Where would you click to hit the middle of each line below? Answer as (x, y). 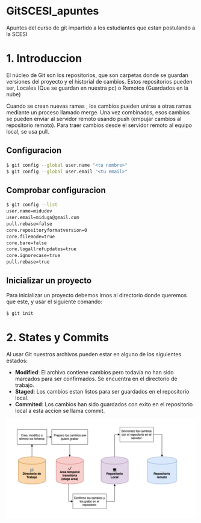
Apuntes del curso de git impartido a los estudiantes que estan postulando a (101, 28)
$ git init (20, 313)
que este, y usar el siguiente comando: (54, 302)
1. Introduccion (44, 59)
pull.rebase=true (28, 262)
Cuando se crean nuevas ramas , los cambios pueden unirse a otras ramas (99, 106)
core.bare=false (26, 243)
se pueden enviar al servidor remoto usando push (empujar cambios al (94, 119)
